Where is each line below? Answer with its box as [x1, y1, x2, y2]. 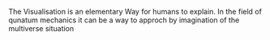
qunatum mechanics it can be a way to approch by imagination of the [8, 15, 240, 25]
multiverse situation [8, 24, 75, 33]
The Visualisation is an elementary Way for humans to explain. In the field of [8, 7, 262, 16]
